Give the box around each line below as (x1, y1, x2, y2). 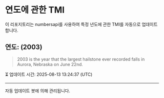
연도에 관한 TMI (5, 4, 65, 16)
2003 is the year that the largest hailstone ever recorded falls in (17, 56, 145, 62)
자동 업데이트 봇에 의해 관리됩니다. (5, 88, 70, 94)
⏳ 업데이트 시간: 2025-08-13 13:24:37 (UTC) (5, 71, 93, 77)
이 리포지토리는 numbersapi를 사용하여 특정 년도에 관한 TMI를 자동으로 (5, 21, 141, 27)
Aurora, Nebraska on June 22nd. (17, 61, 83, 67)
